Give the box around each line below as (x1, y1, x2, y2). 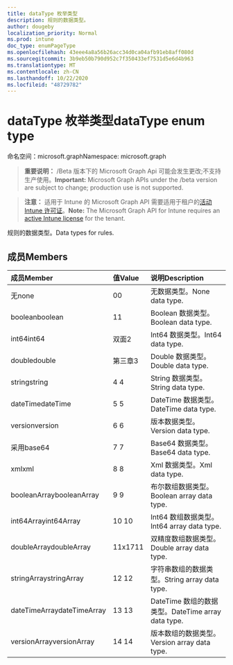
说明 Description (150, 273, 205, 283)
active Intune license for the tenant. (24, 214, 126, 223)
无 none (10, 291, 35, 301)
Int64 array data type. (150, 521, 222, 531)
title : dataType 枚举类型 (7, 10, 78, 17)
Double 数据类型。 (150, 352, 211, 361)
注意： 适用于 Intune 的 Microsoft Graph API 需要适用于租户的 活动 (24, 198, 213, 206)
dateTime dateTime (10, 399, 71, 408)
